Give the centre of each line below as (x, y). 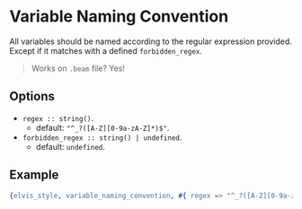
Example (34, 175)
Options (32, 96)
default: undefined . (71, 146)
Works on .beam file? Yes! (78, 68)
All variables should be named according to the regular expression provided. (151, 41)
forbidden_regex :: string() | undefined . (102, 137)
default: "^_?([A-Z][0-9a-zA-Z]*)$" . (102, 127)
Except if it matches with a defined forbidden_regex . (106, 50)
